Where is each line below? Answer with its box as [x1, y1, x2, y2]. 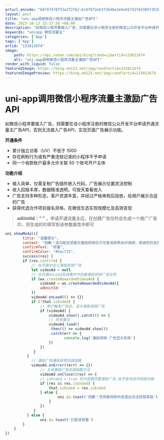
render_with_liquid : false [5, 62, 60, 66]
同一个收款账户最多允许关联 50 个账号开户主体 [12, 160, 106, 166]
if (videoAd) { [40, 308, 71, 313]
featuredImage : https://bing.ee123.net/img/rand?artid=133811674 [5, 66, 141, 71]
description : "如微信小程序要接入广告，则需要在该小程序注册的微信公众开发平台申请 [5, 25, 156, 30]
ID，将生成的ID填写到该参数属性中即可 [17, 221, 94, 227]
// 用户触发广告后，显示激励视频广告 [40, 304, 105, 309]
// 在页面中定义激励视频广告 [31, 263, 82, 268]
